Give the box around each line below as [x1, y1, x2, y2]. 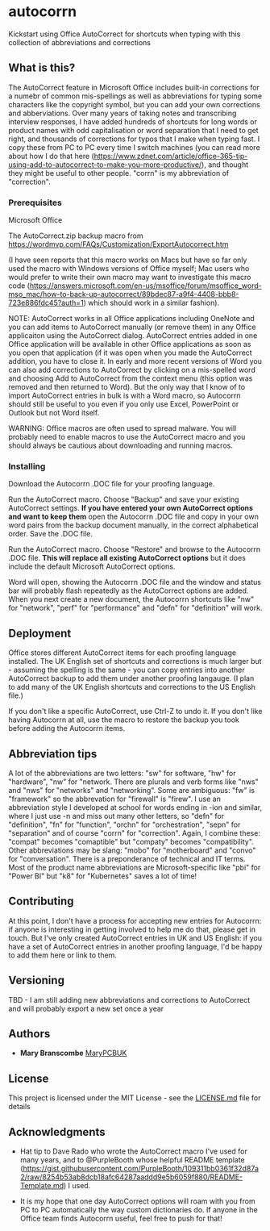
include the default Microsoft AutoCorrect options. [8, 561, 176, 571]
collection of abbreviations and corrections [8, 37, 152, 47]
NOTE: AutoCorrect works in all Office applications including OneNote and [8, 314, 255, 323]
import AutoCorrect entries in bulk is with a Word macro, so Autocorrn [8, 390, 241, 401]
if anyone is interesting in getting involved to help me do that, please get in [8, 924, 256, 934]
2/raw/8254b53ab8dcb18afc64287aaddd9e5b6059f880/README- [19, 1172, 243, 1182]
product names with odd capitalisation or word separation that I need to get [8, 125, 260, 135]
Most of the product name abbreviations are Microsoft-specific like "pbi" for [8, 862, 261, 872]
